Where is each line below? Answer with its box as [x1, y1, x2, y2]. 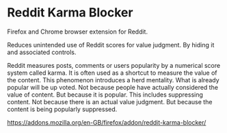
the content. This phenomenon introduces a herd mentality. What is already [7, 75, 220, 84]
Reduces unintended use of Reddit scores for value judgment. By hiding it [7, 40, 215, 49]
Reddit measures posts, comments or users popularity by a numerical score [7, 61, 221, 69]
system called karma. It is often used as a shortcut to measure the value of [7, 69, 217, 77]
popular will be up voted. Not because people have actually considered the [7, 83, 219, 91]
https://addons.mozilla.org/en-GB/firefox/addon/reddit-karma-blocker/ [7, 118, 206, 126]
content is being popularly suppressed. [7, 105, 118, 113]
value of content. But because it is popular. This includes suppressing [7, 90, 204, 99]
